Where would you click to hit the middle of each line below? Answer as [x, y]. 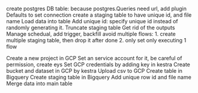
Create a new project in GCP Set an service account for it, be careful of [94, 58]
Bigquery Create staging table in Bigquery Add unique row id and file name [99, 77]
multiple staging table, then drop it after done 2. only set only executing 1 [96, 40]
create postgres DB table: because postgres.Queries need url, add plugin [97, 9]
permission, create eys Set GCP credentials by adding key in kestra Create [98, 64]
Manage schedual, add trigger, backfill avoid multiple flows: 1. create [91, 34]
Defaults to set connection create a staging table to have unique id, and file [99, 15]
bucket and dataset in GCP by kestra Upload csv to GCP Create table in [94, 71]
